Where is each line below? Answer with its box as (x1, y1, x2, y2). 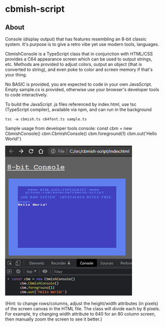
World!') (5, 136, 22, 141)
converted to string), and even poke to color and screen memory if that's (5, 66, 153, 72)
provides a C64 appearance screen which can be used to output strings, (5, 56, 153, 62)
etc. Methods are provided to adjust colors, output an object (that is (5, 62, 142, 67)
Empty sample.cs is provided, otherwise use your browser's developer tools (5, 87, 159, 92)
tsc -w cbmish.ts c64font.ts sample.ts (5, 117, 87, 122)
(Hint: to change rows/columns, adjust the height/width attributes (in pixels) (5, 300, 159, 306)
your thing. (5, 72, 27, 77)
